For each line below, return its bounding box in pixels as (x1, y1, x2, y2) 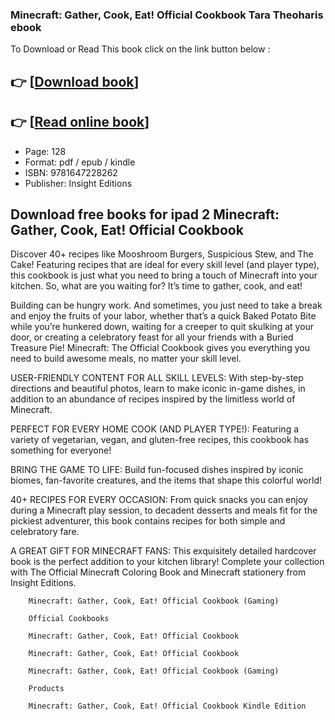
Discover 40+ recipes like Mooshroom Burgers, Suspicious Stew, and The (10, 248, 314, 260)
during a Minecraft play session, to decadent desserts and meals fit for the (10, 504, 318, 517)
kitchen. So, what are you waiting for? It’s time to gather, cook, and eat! (10, 280, 303, 292)
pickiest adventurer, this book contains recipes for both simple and (10, 515, 286, 527)
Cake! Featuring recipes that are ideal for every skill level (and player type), (10, 259, 320, 271)
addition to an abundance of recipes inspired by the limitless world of (10, 393, 296, 405)
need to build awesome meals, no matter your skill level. (10, 353, 242, 365)
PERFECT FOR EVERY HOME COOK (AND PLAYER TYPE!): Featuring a (10, 423, 300, 435)
